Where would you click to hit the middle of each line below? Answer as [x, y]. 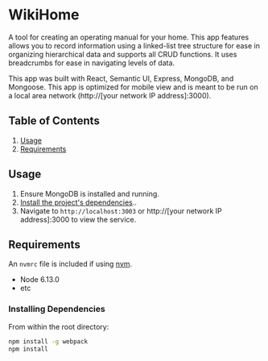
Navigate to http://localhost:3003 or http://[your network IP [121, 210]
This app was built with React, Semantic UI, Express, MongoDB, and [121, 78]
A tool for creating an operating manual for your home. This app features [129, 37]
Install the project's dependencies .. [78, 202]
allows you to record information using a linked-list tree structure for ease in [134, 45]
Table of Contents [54, 121]
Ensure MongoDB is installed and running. [89, 193]
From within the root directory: [59, 326]
